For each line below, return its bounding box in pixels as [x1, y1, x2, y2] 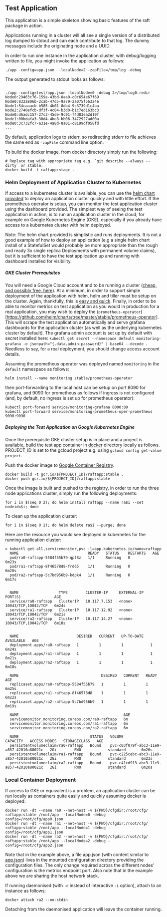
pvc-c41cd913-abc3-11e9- [110, 761, 162, 766]
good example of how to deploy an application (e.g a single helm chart [5, 237, 150, 243]
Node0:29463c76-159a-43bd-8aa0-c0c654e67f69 [5, 94, 99, 99]
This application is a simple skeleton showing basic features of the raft [5, 17, 150, 23]
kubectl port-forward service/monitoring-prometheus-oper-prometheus [5, 409, 153, 414]
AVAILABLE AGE [5, 638, 39, 643]
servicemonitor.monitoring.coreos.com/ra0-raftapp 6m [9, 717, 128, 722]
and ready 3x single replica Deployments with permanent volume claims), [5, 248, 156, 254]
